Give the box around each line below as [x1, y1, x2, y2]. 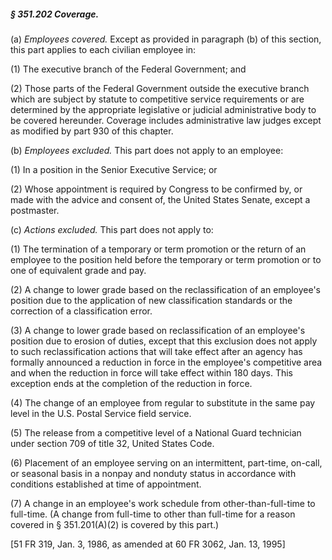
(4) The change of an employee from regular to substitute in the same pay [10, 396, 316, 409]
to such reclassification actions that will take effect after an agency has [10, 345, 303, 357]
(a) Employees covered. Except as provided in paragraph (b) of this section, [10, 33, 322, 45]
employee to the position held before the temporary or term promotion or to [10, 253, 322, 265]
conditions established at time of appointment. [10, 478, 202, 490]
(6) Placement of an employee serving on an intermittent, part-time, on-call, [10, 456, 323, 469]
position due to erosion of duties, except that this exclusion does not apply [10, 335, 318, 347]
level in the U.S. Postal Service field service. [10, 407, 192, 419]
